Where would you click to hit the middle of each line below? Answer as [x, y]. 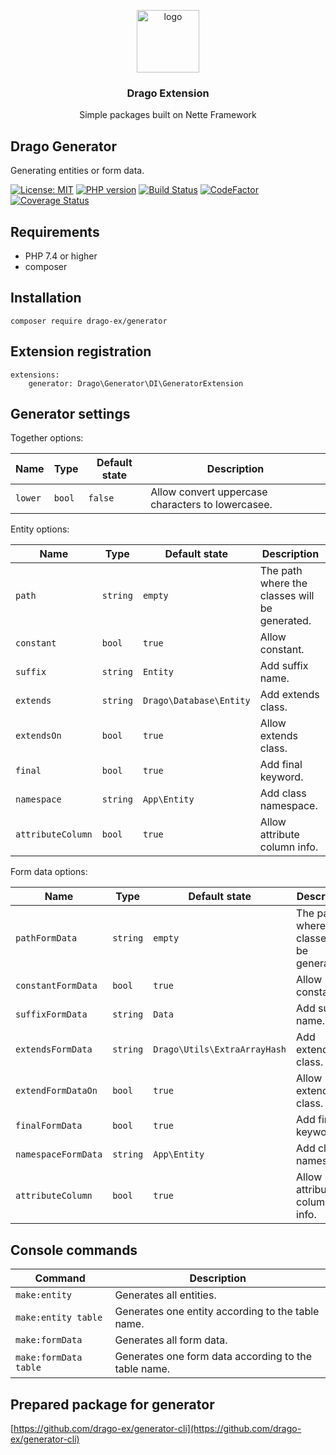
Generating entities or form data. [77, 171]
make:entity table [59, 1318]
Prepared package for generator [112, 1404]
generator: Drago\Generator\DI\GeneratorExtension [136, 383]
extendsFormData [54, 1049]
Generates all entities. [165, 1295]
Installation [46, 298]
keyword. [281, 777]
